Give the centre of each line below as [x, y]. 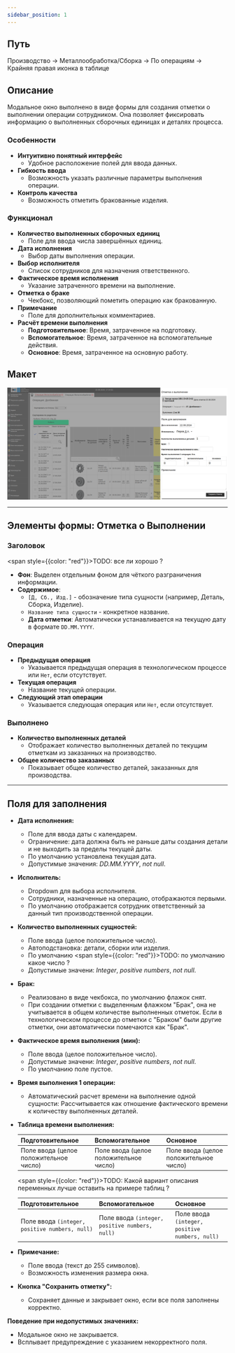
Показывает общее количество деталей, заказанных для [113, 768]
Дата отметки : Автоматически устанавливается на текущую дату [127, 619]
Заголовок [26, 546]
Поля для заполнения [57, 804]
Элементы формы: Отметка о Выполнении [107, 526]
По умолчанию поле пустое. [70, 1069]
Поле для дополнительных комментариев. [92, 315]
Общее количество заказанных [66, 760]
